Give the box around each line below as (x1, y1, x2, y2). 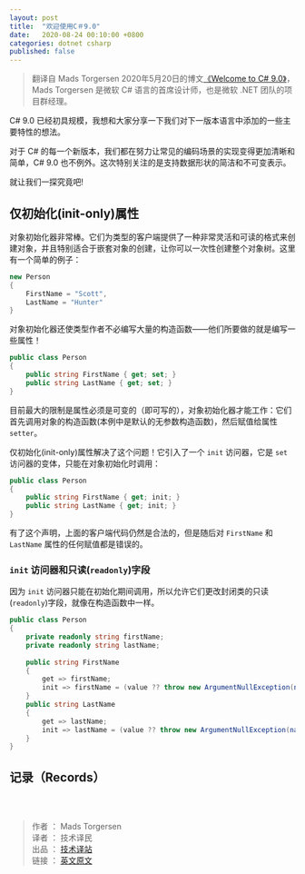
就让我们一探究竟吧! (9, 176, 84, 187)
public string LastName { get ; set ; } (25, 378, 172, 387)
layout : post (9, 13, 59, 23)
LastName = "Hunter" (25, 297, 103, 307)
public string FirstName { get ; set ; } (25, 370, 177, 380)
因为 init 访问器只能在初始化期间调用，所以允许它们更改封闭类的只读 (9, 586, 270, 597)
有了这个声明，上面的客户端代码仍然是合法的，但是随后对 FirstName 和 (9, 528, 274, 539)
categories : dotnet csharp (9, 38, 112, 48)
